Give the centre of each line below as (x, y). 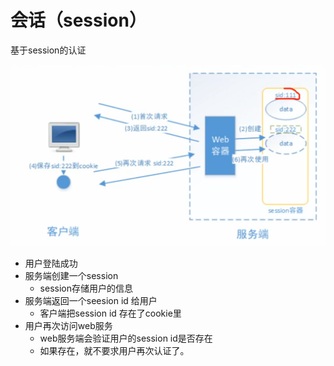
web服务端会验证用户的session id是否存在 (126, 338)
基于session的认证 (48, 50)
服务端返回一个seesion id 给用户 (91, 300)
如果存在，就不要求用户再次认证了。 (114, 350)
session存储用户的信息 (86, 288)
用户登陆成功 (51, 263)
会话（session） (78, 20)
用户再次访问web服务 (68, 325)
